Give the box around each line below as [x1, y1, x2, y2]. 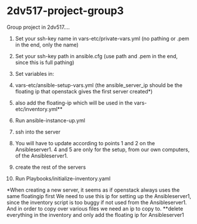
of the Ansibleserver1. [15, 152, 68, 159]
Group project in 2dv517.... [6, 24, 70, 31]
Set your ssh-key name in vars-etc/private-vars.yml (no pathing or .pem [15, 35, 189, 42]
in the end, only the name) [15, 41, 79, 48]
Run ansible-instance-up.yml [15, 116, 86, 124]
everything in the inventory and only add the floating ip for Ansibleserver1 [6, 211, 184, 218]
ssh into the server [15, 128, 61, 135]
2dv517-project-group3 [6, 4, 124, 18]
